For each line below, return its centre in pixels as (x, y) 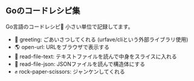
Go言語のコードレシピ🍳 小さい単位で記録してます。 (70, 27)
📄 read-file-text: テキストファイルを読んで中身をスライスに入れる (95, 56)
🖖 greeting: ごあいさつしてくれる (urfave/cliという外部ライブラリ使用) (101, 39)
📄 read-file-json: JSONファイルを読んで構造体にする (80, 64)
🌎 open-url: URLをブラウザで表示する (62, 47)
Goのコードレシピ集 (43, 11)
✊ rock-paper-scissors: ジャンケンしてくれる (70, 71)
